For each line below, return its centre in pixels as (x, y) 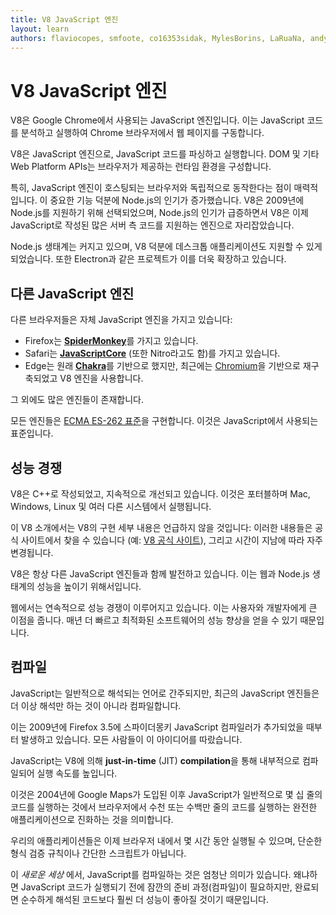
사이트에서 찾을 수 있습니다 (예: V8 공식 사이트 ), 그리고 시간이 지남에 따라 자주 (171, 540)
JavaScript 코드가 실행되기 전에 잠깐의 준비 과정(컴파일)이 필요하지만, (156, 887)
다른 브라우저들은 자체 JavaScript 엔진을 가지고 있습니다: (121, 320)
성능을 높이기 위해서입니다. (89, 586)
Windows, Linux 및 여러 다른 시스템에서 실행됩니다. (111, 506)
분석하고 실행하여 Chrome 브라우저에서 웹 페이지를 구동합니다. (142, 133)
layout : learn (40, 29)
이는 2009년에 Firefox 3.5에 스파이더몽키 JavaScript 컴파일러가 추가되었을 (157, 727)
